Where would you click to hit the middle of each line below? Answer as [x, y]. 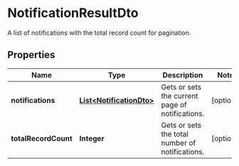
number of [179, 143]
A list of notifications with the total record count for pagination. [99, 33]
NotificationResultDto [73, 13]
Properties [31, 55]
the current [180, 96]
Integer [92, 138]
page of [174, 104]
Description [183, 74]
